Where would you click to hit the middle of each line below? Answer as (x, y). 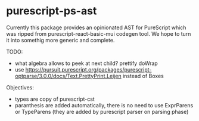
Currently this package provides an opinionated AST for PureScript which (96, 27)
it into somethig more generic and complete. (60, 40)
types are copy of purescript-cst (55, 99)
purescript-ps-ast (52, 11)
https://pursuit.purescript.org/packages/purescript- (88, 69)
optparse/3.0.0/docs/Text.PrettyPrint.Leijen (68, 76)
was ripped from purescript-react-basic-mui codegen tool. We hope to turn (99, 33)
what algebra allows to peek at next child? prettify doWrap (86, 63)
